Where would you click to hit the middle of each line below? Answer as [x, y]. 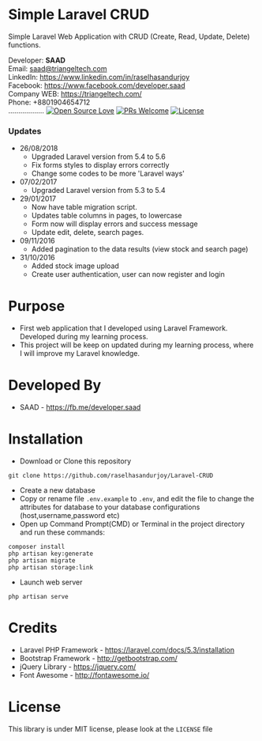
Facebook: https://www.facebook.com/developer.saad [97, 85]
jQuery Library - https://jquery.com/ [78, 667]
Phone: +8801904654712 [49, 102]
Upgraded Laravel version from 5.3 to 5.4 [98, 191]
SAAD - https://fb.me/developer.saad [80, 407]
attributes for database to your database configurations [110, 507]
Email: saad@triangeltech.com [58, 68]
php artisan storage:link [51, 568]
